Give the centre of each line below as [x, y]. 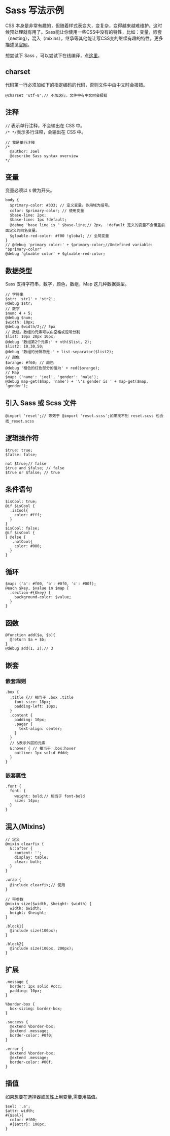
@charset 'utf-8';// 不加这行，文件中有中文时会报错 [56, 95]
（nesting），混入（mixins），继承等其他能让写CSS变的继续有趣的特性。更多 [84, 38]
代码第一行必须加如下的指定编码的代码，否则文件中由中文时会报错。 [76, 85]
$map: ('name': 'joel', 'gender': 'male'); [52, 377]
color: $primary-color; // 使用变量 [47, 211]
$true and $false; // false [35, 468]
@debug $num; [19, 318]
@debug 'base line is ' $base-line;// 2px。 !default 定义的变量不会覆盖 [86, 225]
